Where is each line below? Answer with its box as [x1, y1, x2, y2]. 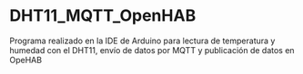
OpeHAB [9, 54, 43, 65]
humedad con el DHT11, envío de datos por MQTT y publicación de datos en [9, 44, 295, 55]
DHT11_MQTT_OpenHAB [9, 5, 197, 26]
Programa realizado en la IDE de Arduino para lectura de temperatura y [9, 35, 276, 46]
